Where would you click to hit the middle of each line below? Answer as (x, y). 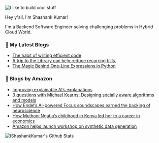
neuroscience (26, 110)
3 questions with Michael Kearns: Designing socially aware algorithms (83, 95)
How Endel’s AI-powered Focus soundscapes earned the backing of (81, 105)
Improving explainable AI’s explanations (52, 89)
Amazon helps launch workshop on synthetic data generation (74, 126)
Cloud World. (18, 32)
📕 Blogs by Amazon (29, 79)
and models (24, 100)
